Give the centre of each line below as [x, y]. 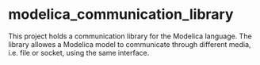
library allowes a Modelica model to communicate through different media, [130, 44]
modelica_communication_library [121, 14]
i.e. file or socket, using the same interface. [79, 52]
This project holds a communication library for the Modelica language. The [130, 36]
